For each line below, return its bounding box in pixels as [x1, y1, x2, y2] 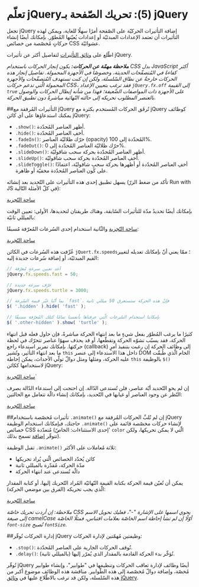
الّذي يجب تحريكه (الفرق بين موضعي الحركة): [6, 486, 106, 493]
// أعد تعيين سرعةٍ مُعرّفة [6, 265, 61, 271]
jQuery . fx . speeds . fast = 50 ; [6, 271, 79, 277]
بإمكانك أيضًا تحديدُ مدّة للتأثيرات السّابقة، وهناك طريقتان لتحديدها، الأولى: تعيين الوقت [6, 207, 193, 214]
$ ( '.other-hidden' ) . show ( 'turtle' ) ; [6, 320, 108, 326]
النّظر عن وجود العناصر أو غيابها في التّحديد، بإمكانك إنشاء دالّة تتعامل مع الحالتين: [6, 391, 182, 398]
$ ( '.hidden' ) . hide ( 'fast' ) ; [6, 303, 86, 310]
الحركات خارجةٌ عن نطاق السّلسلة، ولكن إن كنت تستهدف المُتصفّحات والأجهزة [6, 75, 177, 82]
